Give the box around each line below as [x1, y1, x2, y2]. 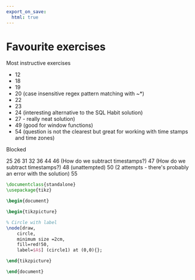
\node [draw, [6, 225, 36, 231]
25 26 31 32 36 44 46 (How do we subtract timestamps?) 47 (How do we [6, 157, 186, 164]
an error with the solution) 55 [6, 170, 78, 178]
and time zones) [14, 135, 55, 142]
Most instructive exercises [6, 60, 71, 67]
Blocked [6, 146, 27, 153]
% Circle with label [6, 219, 58, 225]
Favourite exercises [6, 40, 106, 54]
